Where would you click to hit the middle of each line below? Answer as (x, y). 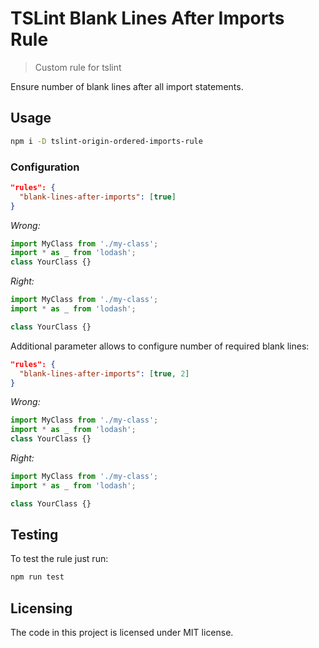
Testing (34, 535)
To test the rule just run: (59, 559)
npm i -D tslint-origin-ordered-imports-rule (106, 141)
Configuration (45, 167)
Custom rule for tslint (78, 67)
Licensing (41, 608)
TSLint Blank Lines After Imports (147, 18)
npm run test (37, 577)
